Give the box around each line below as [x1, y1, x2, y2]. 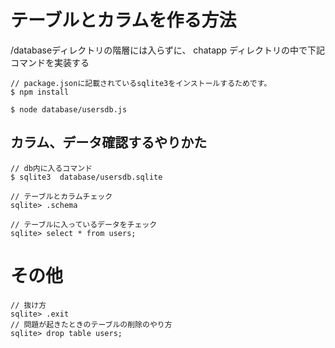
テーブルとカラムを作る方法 [10, 9, 237, 32]
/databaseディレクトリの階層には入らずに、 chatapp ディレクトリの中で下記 [10, 44, 326, 56]
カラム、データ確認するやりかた [10, 134, 208, 151]
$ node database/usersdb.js [10, 104, 128, 115]
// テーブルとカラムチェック [10, 191, 113, 201]
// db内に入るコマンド [10, 163, 93, 173]
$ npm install [10, 87, 70, 97]
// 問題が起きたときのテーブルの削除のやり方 [10, 319, 173, 330]
